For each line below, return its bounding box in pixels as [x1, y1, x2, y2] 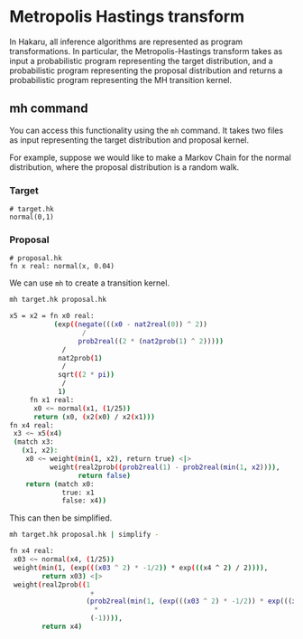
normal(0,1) [9, 212, 54, 222]
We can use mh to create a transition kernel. [9, 277, 170, 288]
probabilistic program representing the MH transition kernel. [9, 74, 233, 85]
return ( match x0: [25, 479, 95, 489]
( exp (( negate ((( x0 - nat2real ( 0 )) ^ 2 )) [53, 320, 207, 329]
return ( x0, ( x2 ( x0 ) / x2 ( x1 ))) [32, 412, 155, 421]
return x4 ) [41, 622, 83, 632]
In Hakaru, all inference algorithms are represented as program [9, 36, 243, 47]
